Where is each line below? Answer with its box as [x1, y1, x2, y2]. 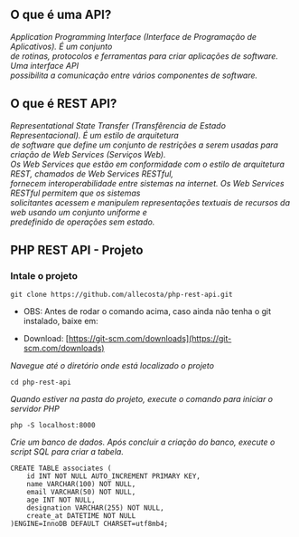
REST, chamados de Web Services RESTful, [10, 168, 174, 179]
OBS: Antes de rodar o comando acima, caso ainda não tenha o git [23, 306, 272, 317]
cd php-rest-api [10, 378, 71, 388]
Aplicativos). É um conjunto [10, 41, 113, 52]
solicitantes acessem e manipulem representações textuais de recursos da [10, 197, 291, 207]
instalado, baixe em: [23, 316, 98, 327]
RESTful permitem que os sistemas [10, 187, 141, 198]
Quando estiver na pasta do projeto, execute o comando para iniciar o [10, 394, 274, 405]
